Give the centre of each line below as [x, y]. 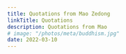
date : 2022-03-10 [32, 40]
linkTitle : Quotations [40, 20]
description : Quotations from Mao [57, 27]
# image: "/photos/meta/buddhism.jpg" [63, 33]
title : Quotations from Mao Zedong [59, 14]
